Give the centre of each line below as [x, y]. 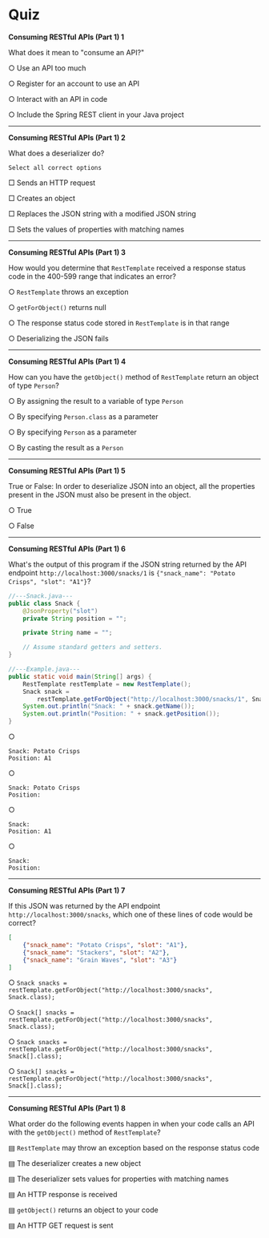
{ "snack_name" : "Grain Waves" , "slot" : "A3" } [100, 960]
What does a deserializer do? [56, 153]
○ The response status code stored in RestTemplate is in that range [119, 323]
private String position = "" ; [75, 619]
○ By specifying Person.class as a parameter [83, 416]
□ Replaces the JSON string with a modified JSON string [102, 213]
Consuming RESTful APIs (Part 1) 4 [67, 361]
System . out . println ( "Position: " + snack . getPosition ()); [121, 714]
